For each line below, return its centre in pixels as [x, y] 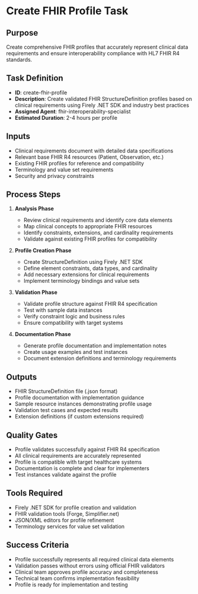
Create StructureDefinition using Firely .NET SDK [83, 262]
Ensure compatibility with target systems [73, 323]
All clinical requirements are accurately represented [78, 456]
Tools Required [35, 493]
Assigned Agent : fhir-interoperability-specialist [73, 111]
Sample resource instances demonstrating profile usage [83, 404]
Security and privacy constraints [55, 175]
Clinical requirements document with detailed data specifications [94, 151]
